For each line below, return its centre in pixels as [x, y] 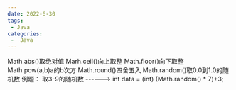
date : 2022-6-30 [31, 14]
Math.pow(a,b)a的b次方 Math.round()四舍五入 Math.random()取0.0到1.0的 [115, 70]
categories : [25, 34]
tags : [15, 21]
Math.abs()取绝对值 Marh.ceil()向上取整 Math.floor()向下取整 [96, 62]
